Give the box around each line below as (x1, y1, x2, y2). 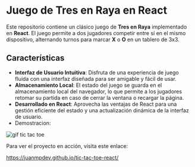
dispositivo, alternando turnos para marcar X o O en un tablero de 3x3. (6, 36, 180, 43)
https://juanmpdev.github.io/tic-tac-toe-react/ (6, 154, 119, 161)
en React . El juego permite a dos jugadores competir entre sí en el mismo (6, 29, 186, 36)
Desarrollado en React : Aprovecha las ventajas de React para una (14, 100, 177, 108)
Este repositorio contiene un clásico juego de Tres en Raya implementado (6, 23, 187, 30)
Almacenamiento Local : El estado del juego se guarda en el (14, 81, 162, 89)
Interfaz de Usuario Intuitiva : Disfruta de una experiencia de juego (14, 69, 180, 76)
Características (6, 53, 65, 63)
